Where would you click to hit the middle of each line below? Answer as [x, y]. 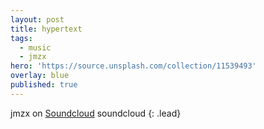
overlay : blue [40, 76]
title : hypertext [46, 29]
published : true [44, 85]
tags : [21, 38]
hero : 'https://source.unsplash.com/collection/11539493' [133, 66]
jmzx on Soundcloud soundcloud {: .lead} [96, 113]
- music [35, 47]
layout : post [37, 19]
